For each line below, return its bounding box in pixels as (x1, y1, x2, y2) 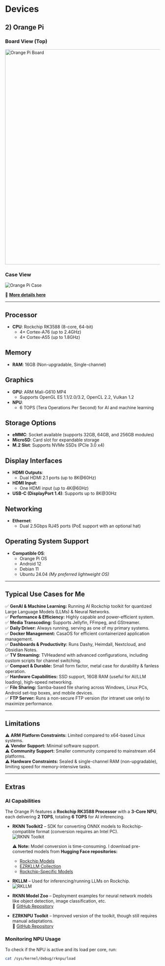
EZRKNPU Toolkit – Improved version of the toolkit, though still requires (12, 913, 157, 919)
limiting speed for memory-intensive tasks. (5, 764, 92, 770)
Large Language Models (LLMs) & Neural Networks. (5, 608, 110, 614)
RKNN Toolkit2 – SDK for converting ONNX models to (12, 823, 121, 829)
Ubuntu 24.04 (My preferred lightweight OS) (19, 571, 110, 577)
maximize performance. (5, 700, 53, 706)
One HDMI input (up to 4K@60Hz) (19, 485, 89, 491)
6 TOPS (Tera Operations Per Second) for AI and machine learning (19, 404, 154, 410)
